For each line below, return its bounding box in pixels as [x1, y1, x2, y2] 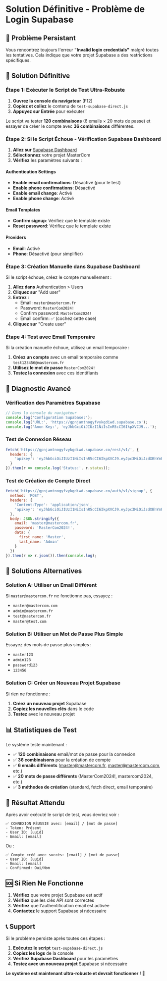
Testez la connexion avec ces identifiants [12, 370, 99, 376]
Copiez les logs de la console [12, 950, 74, 956]
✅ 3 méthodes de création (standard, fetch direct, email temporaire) [12, 784, 153, 790]
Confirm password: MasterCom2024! [20, 310, 92, 316]
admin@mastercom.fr [12, 609, 54, 614]
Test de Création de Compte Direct [5, 477, 91, 484]
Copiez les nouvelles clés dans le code [12, 706, 94, 712]
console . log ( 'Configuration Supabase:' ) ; [5, 415, 93, 420]
